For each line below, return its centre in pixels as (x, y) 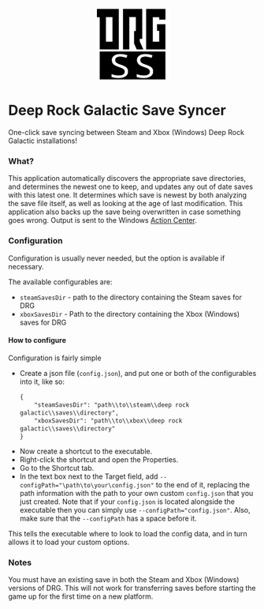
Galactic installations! (43, 141)
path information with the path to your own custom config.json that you (136, 493)
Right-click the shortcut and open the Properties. (99, 459)
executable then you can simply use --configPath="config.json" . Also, (135, 509)
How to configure (37, 340)
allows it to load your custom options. (69, 542)
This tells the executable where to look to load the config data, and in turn (128, 533)
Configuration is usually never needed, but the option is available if (117, 258)
